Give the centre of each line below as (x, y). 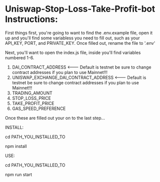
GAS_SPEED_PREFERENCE (39, 109)
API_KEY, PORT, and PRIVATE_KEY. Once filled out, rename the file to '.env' (80, 43)
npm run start (19, 174)
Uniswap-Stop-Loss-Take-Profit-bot (80, 9)
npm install (16, 146)
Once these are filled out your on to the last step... (55, 118)
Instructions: (32, 19)
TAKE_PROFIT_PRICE (33, 103)
